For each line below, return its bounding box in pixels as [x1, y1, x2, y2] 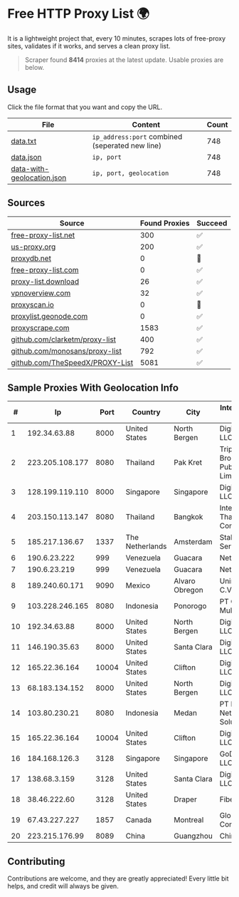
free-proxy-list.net [11, 230, 75, 240]
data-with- [11, 163, 50, 173]
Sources [7, 197, 46, 209]
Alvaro [174, 576, 196, 586]
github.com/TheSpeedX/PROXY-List [11, 357, 134, 367]
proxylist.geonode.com [11, 311, 88, 321]
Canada [125, 815, 152, 825]
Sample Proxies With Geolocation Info [7, 381, 179, 394]
